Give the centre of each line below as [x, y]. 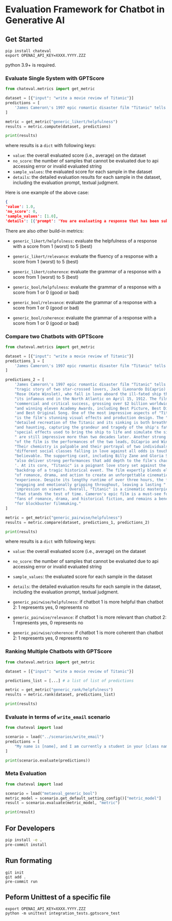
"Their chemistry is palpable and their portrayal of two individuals [91, 446]
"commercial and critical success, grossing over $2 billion [81, 403]
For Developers [30, 828]
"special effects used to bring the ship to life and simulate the [88, 432]
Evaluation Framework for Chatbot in [85, 9]
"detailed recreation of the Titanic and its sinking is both [82, 423]
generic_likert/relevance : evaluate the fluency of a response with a [85, 256]
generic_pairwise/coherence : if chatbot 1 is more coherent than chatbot [88, 633]
